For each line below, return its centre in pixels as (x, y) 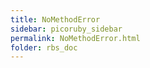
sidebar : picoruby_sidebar (66, 29)
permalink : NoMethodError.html (75, 38)
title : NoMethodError (55, 19)
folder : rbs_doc (44, 47)
